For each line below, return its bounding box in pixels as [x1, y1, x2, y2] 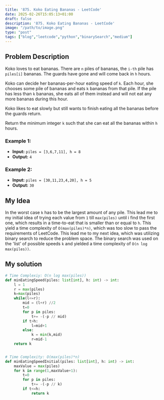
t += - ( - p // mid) [31, 314, 67, 319]
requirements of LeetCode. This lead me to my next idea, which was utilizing [5, 231, 160, 236]
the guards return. [5, 111, 42, 117]
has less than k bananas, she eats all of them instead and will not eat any [5, 91, 152, 96]
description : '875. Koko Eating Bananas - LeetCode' [5, 21, 115, 26]
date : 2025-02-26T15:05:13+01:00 [5, 12, 73, 17]
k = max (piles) [14, 291, 41, 296]
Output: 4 [12, 154, 32, 160]
